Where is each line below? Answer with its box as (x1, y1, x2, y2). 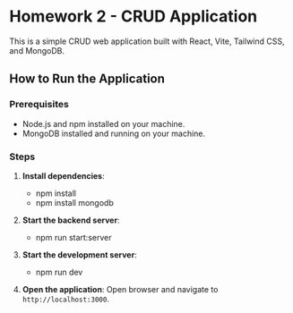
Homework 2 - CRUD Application (9, 6, 258, 27)
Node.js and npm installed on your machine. (22, 118, 185, 129)
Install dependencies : (22, 170, 105, 181)
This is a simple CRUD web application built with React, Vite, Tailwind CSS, (9, 36, 285, 47)
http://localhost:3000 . (22, 293, 110, 304)
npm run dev (35, 266, 83, 277)
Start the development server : (22, 249, 137, 260)
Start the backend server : (22, 215, 120, 225)
